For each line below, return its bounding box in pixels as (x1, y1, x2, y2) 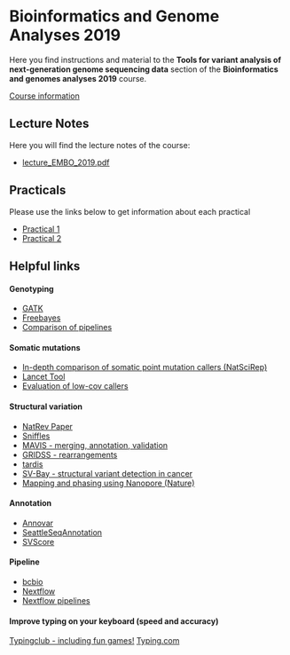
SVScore (21, 536, 55, 547)
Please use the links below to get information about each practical (9, 206, 251, 217)
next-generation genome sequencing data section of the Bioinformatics (9, 64, 279, 75)
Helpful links (9, 258, 81, 273)
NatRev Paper (21, 421, 74, 431)
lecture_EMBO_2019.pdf (21, 157, 110, 168)
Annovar (21, 517, 54, 528)
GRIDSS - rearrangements (21, 449, 118, 460)
